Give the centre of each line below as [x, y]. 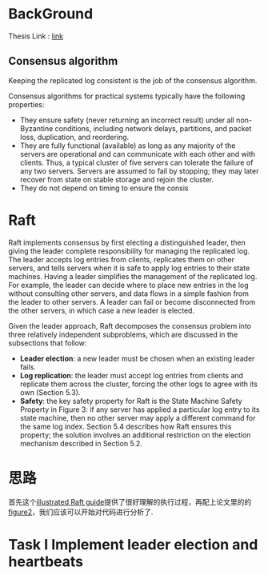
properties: [26, 104]
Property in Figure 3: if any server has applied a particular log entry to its [140, 409]
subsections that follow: [48, 343]
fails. [28, 367]
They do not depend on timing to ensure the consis [104, 188]
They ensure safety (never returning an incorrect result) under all [127, 120]
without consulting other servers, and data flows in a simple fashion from [129, 293]
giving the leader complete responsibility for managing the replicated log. [129, 251]
